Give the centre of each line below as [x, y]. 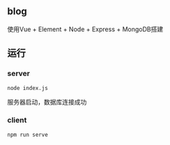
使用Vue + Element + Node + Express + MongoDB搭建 [85, 29]
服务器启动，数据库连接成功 [47, 102]
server [18, 74]
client [17, 120]
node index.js [28, 88]
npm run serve [28, 135]
